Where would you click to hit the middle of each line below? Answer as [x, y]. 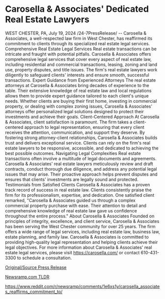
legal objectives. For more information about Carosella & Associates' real [79, 247]
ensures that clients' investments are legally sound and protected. [72, 179]
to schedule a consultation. [44, 258]
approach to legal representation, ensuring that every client [84, 127]
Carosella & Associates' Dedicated [77, 9]
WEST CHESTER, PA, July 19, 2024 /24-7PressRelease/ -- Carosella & [76, 33]
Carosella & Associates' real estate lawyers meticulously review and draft [79, 164]
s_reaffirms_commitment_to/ [34, 292]
